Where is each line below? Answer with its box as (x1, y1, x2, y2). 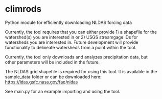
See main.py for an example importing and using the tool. (5, 88, 121, 94)
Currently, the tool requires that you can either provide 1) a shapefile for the (5, 29, 157, 35)
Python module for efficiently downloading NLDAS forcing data (5, 20, 132, 25)
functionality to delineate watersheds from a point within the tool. (5, 44, 137, 50)
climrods (5, 3, 42, 15)
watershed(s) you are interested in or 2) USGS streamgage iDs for (5, 34, 138, 40)
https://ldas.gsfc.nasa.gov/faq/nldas (5, 79, 78, 85)
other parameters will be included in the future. (5, 59, 100, 65)
